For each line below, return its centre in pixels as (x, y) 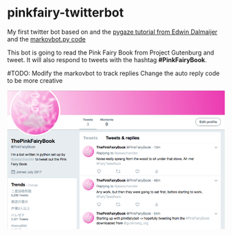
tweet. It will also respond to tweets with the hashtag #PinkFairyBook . (107, 59)
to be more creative (35, 80)
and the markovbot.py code (47, 39)
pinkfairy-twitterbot (66, 13)
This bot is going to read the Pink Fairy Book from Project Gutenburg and (111, 52)
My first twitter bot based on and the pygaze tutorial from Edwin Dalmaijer (112, 32)
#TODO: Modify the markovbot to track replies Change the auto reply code (113, 73)
